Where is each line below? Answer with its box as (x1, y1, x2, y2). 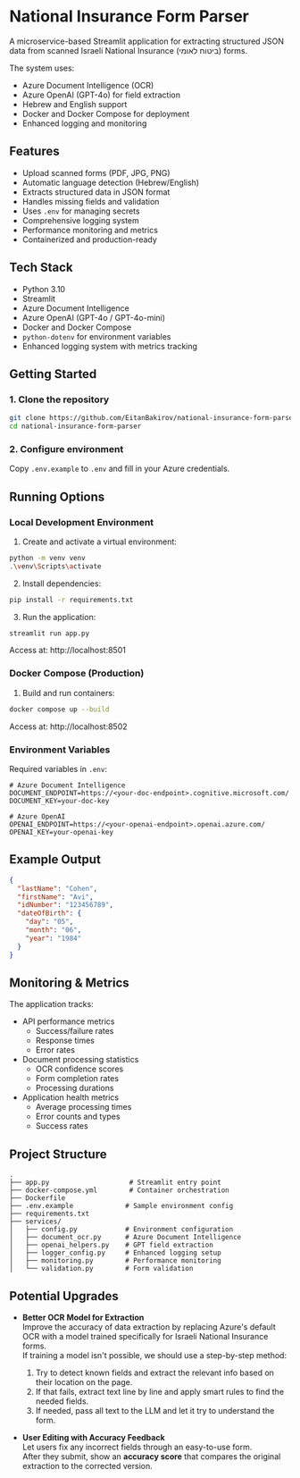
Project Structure (9, 1146, 107, 1162)
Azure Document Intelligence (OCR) (21, 80, 154, 90)
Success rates (35, 1121, 88, 1131)
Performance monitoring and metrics (21, 224, 159, 235)
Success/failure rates (35, 1026, 114, 1037)
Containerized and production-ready (21, 234, 158, 245)
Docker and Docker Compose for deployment (21, 108, 190, 119)
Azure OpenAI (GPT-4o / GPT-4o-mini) (21, 312, 166, 323)
